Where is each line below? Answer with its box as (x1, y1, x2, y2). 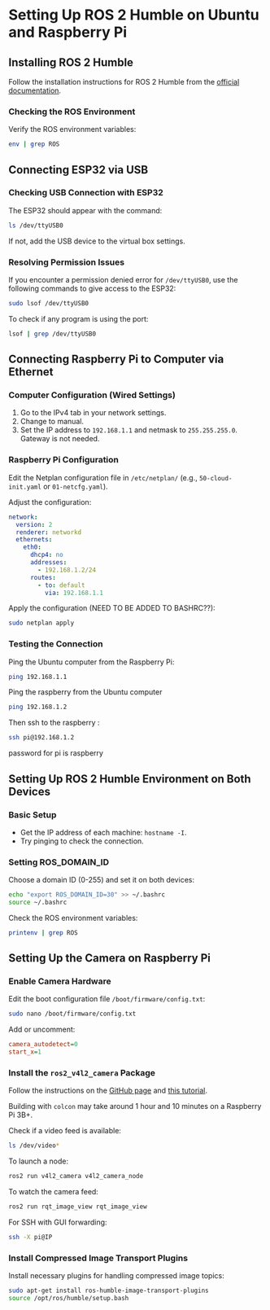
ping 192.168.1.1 (8, 673, 67, 681)
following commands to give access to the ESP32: (8, 283, 176, 294)
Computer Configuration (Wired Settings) (8, 389, 176, 401)
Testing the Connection (8, 638, 103, 650)
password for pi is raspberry (8, 748, 104, 758)
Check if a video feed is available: (8, 1126, 122, 1136)
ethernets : (15, 536, 53, 544)
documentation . (8, 85, 62, 95)
